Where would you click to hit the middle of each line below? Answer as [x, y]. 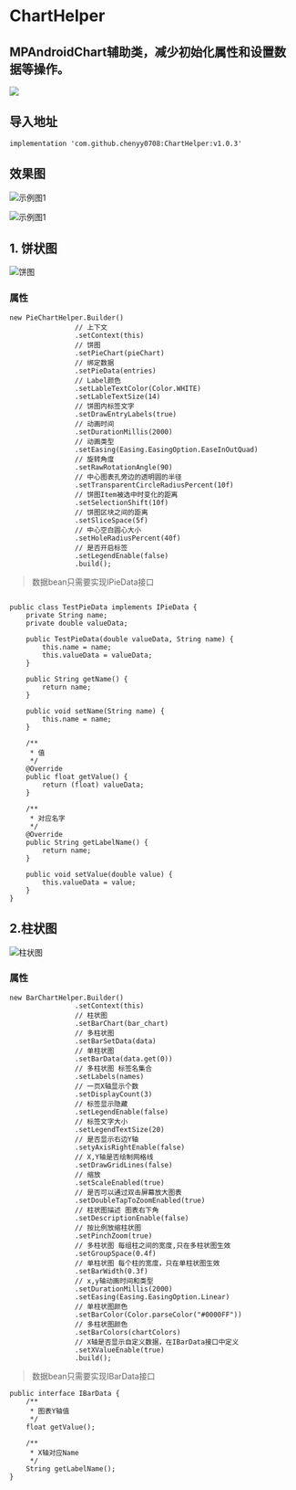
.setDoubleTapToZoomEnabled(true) [140, 1200]
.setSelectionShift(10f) [122, 502]
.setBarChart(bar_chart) [122, 1023]
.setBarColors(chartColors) [128, 1332]
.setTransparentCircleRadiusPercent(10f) [154, 485]
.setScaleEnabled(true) [120, 1183]
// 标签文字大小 [101, 1121]
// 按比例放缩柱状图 [108, 1228]
